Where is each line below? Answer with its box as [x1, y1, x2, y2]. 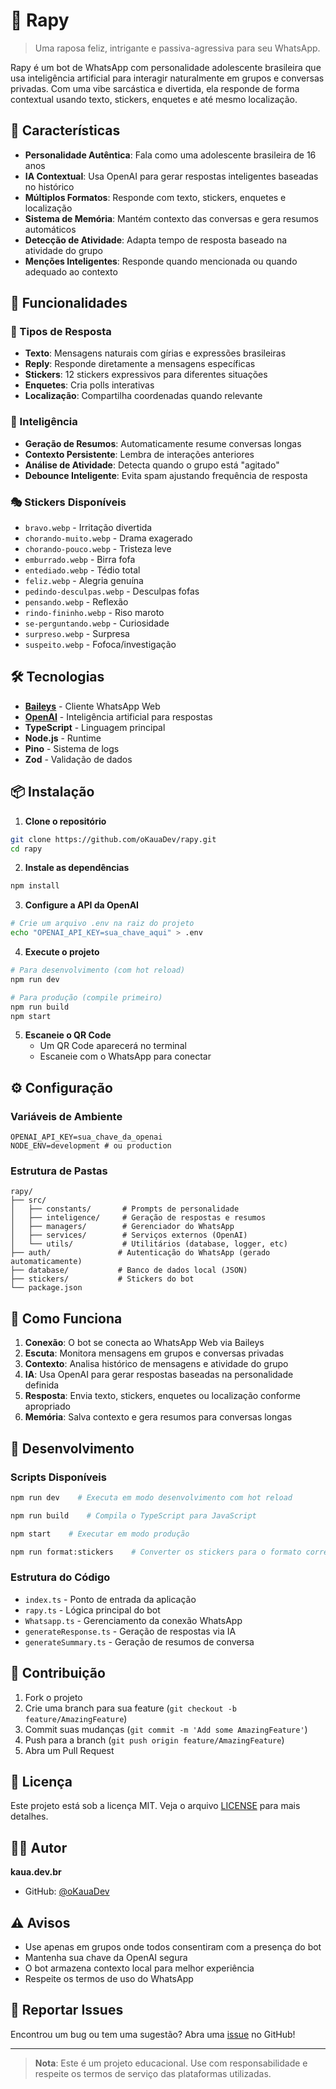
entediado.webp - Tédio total [24, 564, 141, 576]
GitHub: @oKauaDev [24, 1885, 110, 1898]
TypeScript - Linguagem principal [24, 721, 166, 733]
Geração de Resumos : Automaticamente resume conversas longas [24, 437, 302, 449]
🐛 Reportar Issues [10, 2002, 124, 2019]
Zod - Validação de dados [24, 753, 133, 765]
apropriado [24, 1400, 71, 1413]
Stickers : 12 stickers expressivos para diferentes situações [24, 369, 268, 381]
